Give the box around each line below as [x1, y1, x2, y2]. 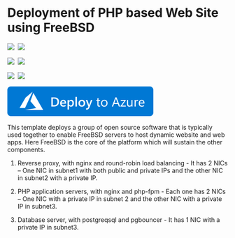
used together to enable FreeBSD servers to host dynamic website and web [7, 131, 225, 139]
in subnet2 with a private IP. [17, 173, 98, 182]
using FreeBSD [7, 20, 95, 36]
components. [7, 145, 45, 154]
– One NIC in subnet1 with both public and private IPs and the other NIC [17, 166, 224, 174]
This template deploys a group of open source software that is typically [7, 123, 213, 131]
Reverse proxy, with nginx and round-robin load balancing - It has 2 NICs [17, 158, 228, 167]
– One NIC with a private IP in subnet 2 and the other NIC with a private [17, 194, 222, 203]
